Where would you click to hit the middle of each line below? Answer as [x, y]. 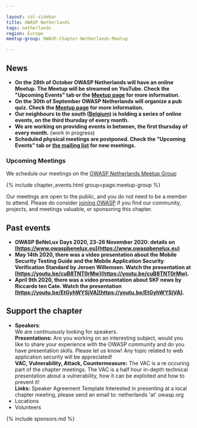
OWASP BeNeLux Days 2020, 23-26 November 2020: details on [95, 242]
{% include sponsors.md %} [41, 419]
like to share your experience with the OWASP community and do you [99, 344]
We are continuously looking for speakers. [66, 331]
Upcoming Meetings [36, 161]
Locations [27, 401]
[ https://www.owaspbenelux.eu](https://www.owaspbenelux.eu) [97, 248]
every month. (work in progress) [55, 132]
